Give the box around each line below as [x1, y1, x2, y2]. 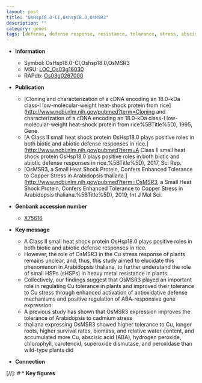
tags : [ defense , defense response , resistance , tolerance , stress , [6, 31, 179, 37]
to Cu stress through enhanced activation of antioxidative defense [23, 289, 188, 296]
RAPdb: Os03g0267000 [23, 72, 84, 79]
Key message [14, 226, 50, 233]
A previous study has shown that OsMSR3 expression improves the [23, 308, 191, 316]
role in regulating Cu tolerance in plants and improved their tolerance [23, 283, 194, 290]
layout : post [6, 8, 39, 15]
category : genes [6, 25, 47, 32]
